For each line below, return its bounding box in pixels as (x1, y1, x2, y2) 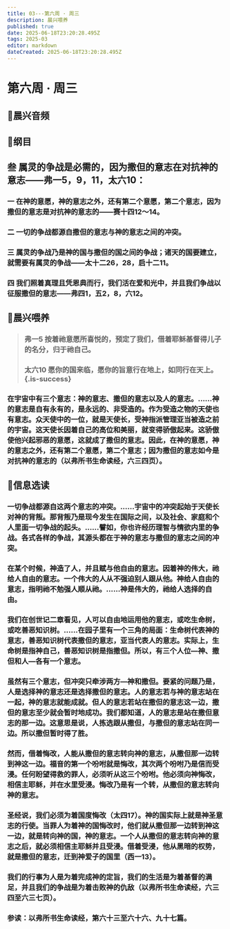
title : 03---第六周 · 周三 (7, 10, 79, 17)
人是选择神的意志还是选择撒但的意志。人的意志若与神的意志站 (7, 687, 213, 697)
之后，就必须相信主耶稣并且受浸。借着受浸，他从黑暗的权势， (14, 842, 220, 851)
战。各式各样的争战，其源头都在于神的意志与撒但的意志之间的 (7, 533, 213, 543)
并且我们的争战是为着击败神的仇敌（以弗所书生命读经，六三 (21, 882, 220, 892)
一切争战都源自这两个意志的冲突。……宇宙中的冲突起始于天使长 (7, 502, 220, 512)
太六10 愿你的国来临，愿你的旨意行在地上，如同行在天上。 (23, 365, 218, 375)
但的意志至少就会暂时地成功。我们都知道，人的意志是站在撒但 (7, 708, 213, 718)
